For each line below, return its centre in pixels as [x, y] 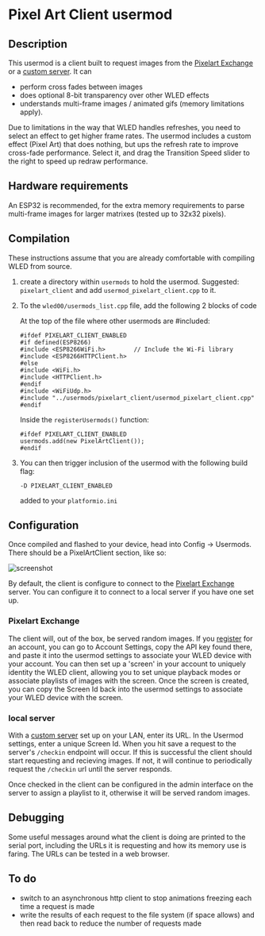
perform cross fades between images [81, 87]
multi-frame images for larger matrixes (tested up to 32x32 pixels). [117, 214]
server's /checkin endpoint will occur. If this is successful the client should [130, 753]
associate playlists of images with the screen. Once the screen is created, [129, 680]
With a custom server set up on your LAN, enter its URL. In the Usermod [126, 735]
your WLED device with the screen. [66, 697]
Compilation [39, 239]
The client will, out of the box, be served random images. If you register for [131, 638]
